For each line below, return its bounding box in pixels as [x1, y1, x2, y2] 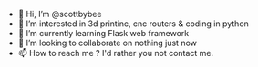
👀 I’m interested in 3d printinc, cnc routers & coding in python [17, 18, 249, 29]
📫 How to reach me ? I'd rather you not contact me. [17, 48, 214, 58]
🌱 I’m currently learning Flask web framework [17, 28, 190, 38]
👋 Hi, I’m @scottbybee [17, 9, 102, 19]
